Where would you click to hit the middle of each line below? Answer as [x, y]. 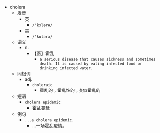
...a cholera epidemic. [49, 120]
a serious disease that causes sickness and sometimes [97, 59]
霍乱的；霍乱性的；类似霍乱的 [70, 90]
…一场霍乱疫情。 [49, 125]
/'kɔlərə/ [42, 25]
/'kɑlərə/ [42, 37]
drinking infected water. [66, 68]
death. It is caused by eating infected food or [91, 64]
